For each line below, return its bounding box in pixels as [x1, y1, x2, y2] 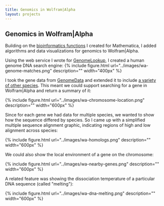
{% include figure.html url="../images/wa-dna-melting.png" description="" [5, 190, 156, 196]
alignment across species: [5, 128, 58, 134]
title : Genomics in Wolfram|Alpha [5, 7, 76, 12]
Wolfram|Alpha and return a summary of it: [5, 88, 92, 93]
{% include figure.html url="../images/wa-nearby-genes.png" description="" [5, 161, 160, 167]
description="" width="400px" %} [53, 68, 122, 74]
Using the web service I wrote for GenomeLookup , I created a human [5, 57, 144, 64]
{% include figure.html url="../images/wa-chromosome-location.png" [5, 97, 145, 103]
